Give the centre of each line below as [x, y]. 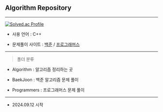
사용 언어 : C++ [27, 34]
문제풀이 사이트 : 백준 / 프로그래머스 [46, 44]
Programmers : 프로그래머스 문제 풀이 [48, 90]
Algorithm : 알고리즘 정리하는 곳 [42, 69]
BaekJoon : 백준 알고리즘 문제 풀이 [45, 80]
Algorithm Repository [38, 8]
